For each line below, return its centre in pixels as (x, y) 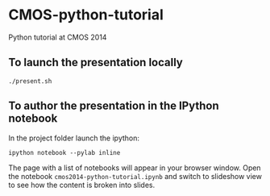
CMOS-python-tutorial (86, 15)
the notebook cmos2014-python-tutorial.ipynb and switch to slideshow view (135, 176)
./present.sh (30, 81)
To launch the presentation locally (96, 63)
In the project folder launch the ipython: (74, 138)
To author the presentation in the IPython (114, 106)
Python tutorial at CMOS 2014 (58, 37)
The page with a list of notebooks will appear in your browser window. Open (135, 168)
